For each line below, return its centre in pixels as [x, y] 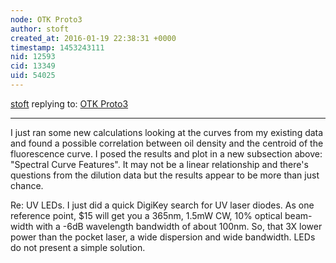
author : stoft [40, 29]
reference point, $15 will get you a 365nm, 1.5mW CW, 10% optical [146, 215]
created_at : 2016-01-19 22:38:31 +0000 [93, 38]
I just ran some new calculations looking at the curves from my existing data [167, 132]
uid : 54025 [33, 76]
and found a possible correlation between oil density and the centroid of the [167, 143]
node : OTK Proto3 [46, 19]
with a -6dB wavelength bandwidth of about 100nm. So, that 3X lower [179, 226]
